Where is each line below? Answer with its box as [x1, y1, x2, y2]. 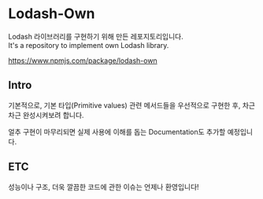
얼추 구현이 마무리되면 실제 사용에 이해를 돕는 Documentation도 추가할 [8, 127, 226, 136]
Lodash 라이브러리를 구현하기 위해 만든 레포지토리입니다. [8, 31, 183, 41]
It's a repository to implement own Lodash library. [8, 40, 169, 50]
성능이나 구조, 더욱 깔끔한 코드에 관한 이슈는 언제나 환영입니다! [8, 182, 199, 191]
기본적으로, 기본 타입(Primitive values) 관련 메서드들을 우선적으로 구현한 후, [8, 100, 241, 110]
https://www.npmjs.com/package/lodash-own [8, 56, 157, 65]
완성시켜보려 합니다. [22, 110, 84, 120]
